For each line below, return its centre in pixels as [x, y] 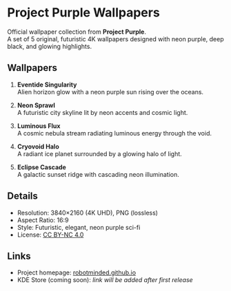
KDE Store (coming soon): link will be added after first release [105, 280]
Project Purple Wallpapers [83, 13]
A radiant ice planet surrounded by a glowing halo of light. [100, 153]
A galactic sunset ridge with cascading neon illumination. [98, 174]
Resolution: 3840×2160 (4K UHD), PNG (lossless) [88, 213]
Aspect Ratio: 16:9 [43, 220]
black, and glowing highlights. [49, 46]
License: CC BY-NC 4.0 [50, 235]
